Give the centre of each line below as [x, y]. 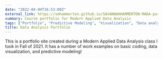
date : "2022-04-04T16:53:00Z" [36, 9]
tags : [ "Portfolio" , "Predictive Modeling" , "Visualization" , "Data [76, 23]
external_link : [20, 14]
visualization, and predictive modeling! [43, 52]
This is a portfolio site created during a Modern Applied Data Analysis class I [81, 41]
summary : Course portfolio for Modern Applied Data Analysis [68, 18]
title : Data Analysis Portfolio [38, 28]
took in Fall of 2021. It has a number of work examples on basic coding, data [81, 46]
